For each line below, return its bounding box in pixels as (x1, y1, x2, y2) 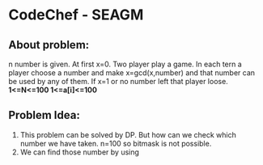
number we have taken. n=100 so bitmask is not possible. (19, 138, 212, 148)
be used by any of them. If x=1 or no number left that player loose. (8, 77, 228, 86)
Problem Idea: (8, 108, 81, 122)
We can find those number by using (19, 147, 140, 157)
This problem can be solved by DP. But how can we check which (19, 129, 236, 139)
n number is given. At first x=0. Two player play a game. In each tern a (8, 59, 243, 69)
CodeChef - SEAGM (8, 6, 144, 24)
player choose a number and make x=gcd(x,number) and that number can (8, 68, 256, 78)
